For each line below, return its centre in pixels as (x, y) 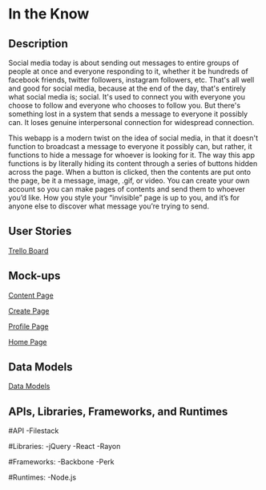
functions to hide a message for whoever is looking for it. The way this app (131, 155)
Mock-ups (34, 276)
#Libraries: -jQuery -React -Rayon (64, 447)
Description (38, 44)
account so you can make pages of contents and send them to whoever (127, 189)
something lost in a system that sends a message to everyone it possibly (128, 114)
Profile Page (28, 326)
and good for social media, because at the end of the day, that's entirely (127, 88)
